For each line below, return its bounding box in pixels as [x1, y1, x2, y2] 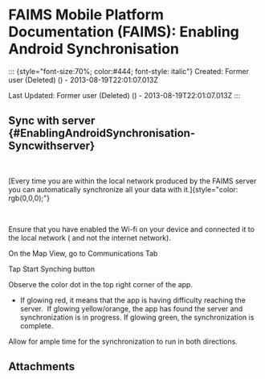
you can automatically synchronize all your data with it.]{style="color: [8, 184, 238, 194]
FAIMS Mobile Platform [8, 6, 165, 24]
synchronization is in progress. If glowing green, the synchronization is [19, 312, 255, 322]
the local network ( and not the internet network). [8, 233, 171, 242]
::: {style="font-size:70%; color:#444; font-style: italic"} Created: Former [8, 66, 249, 76]
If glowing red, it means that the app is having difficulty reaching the [19, 295, 247, 305]
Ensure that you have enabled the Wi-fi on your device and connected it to [8, 224, 255, 234]
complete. [19, 320, 54, 331]
